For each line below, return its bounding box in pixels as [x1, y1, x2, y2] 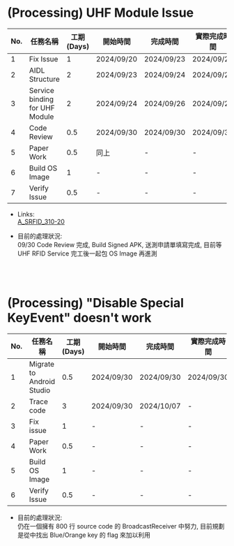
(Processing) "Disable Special [7, 295, 185, 311]
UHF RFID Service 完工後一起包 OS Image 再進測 [17, 249, 158, 258]
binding [29, 94, 54, 104]
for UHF [29, 103, 55, 112]
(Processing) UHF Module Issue [7, 5, 194, 21]
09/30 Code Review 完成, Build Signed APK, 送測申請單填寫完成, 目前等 [17, 240, 222, 249]
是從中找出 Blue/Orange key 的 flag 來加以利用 [17, 531, 151, 539]
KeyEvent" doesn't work [7, 310, 152, 326]
